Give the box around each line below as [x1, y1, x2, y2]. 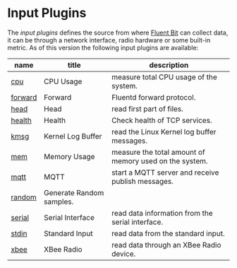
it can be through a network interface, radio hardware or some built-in [7, 35, 211, 44]
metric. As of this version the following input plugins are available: [7, 43, 199, 52]
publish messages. [111, 176, 174, 186]
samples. [43, 197, 74, 206]
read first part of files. [111, 104, 183, 114]
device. [111, 249, 136, 259]
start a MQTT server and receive [111, 168, 219, 177]
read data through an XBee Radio [111, 240, 221, 250]
